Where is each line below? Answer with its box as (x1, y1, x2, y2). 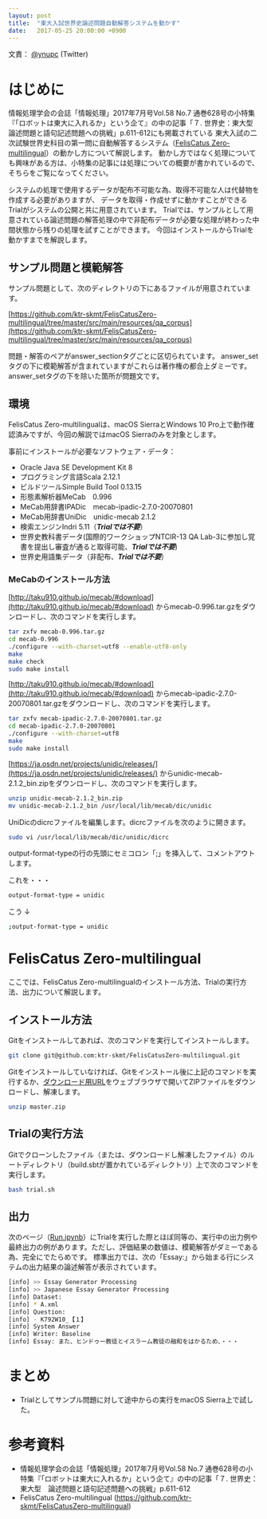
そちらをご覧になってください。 (8, 169, 113, 178)
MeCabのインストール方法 (8, 573, 110, 585)
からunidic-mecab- (159, 768, 223, 778)
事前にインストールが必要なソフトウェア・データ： (8, 446, 176, 456)
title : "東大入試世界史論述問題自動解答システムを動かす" (8, 19, 181, 27)
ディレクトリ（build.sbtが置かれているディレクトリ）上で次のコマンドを (22, 1160, 259, 1169)
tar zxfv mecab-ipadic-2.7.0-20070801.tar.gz (8, 715, 162, 723)
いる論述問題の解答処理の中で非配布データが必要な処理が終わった (35, 215, 253, 224)
